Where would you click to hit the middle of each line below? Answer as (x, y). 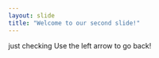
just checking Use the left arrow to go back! (80, 45)
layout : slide (32, 15)
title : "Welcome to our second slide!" (74, 23)
